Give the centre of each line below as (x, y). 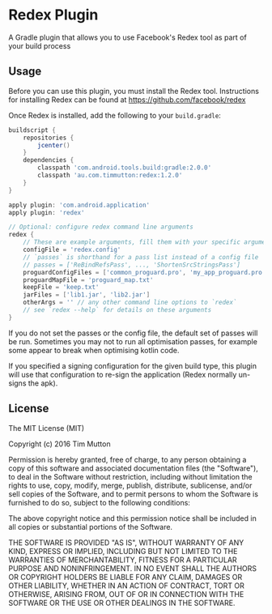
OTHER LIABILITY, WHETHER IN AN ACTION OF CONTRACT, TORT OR (126, 586)
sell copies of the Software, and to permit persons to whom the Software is (134, 494)
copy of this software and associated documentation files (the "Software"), (134, 468)
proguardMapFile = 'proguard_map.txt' (88, 280)
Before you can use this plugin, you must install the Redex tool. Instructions (134, 91)
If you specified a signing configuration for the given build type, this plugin (133, 365)
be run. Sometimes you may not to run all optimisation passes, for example (133, 341)
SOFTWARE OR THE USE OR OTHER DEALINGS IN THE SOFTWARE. (122, 603)
